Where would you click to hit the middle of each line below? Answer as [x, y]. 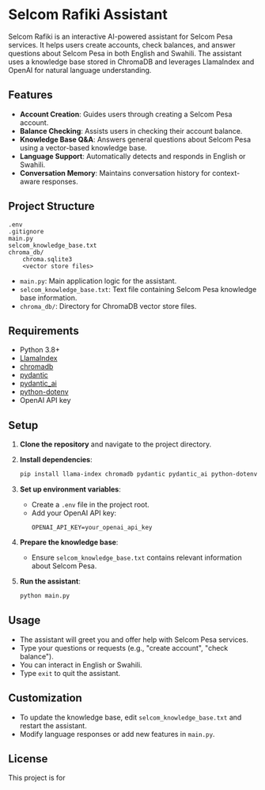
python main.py [45, 596]
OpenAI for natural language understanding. [80, 70]
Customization [45, 698]
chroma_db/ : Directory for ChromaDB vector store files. [108, 306]
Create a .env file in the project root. [91, 505]
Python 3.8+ [40, 350]
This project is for [37, 778]
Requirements [44, 330]
